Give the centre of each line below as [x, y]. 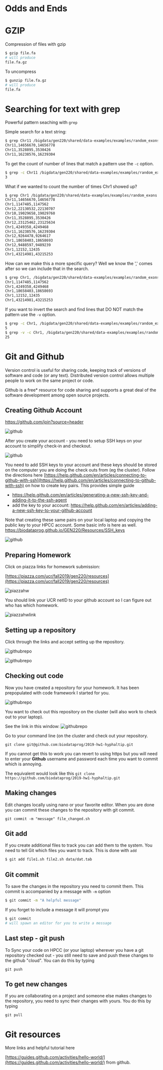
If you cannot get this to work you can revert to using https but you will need [81, 753]
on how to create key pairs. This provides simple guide [80, 486]
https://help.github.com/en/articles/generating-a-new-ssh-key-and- [80, 495]
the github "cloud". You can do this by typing [50, 960]
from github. [118, 1062]
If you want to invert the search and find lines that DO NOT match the [74, 309]
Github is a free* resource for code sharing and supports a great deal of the [81, 390]
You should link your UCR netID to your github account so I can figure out [78, 600]
